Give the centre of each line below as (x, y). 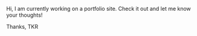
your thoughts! (24, 15)
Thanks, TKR (22, 27)
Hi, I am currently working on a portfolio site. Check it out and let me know (99, 9)
